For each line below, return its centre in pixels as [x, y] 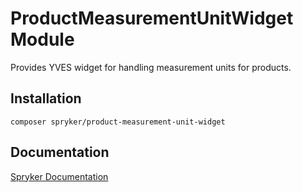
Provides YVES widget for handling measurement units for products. [151, 67]
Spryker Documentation [59, 176]
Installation [46, 98]
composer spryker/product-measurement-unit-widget [118, 122]
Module [42, 39]
